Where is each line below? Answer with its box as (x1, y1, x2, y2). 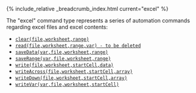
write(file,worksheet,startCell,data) (15, 62, 114, 68)
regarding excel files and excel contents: (6, 24, 108, 30)
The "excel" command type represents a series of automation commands (6, 17, 191, 24)
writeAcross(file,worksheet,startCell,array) (15, 69, 133, 75)
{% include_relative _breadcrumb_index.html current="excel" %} (6, 5, 169, 12)
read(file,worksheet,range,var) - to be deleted (15, 43, 141, 49)
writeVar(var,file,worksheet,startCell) (15, 81, 119, 88)
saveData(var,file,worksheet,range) (15, 49, 108, 55)
